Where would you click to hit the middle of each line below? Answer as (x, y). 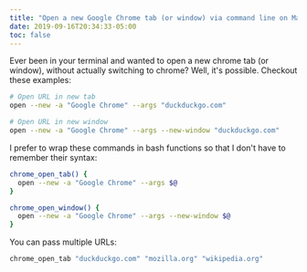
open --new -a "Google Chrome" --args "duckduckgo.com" (118, 106)
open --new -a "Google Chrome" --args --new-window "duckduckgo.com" (145, 131)
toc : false (30, 35)
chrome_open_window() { (55, 208)
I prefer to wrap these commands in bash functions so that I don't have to (148, 148)
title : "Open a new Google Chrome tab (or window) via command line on (148, 18)
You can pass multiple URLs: (63, 242)
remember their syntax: (53, 157)
